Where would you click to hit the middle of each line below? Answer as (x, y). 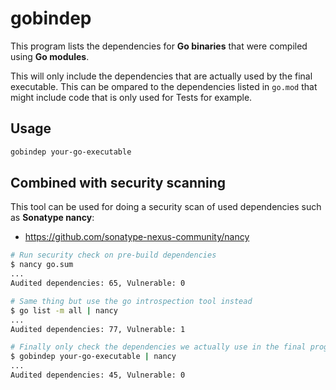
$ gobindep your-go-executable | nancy (93, 357)
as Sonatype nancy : (52, 218)
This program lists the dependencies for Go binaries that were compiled (159, 46)
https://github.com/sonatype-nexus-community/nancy (137, 237)
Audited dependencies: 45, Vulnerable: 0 (98, 375)
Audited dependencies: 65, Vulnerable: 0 (98, 283)
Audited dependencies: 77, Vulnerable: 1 (98, 329)
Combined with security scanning (118, 183)
